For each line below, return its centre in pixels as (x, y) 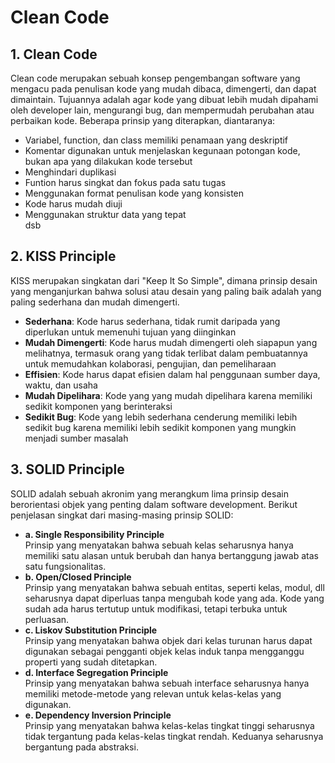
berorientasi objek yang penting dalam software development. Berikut (154, 504)
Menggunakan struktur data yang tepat (105, 214)
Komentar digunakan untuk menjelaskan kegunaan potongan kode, (162, 150)
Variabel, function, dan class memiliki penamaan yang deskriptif (156, 140)
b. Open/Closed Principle (78, 577)
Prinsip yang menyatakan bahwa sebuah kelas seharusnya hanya (159, 545)
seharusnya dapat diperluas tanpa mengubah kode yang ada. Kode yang (174, 598)
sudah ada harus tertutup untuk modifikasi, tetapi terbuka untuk (156, 608)
